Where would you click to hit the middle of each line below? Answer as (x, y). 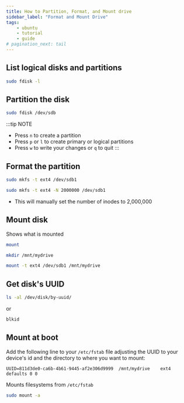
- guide (26, 39)
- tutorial (30, 33)
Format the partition (43, 166)
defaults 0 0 (22, 374)
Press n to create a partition (48, 136)
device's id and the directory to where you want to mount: (76, 358)
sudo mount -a (23, 395)
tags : (13, 22)
